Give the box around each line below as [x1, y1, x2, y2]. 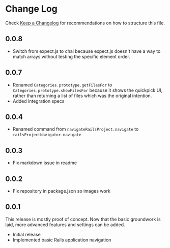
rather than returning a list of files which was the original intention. [12, 92, 152, 99]
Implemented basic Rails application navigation [12, 237, 111, 243]
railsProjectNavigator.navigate [12, 133, 81, 138]
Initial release [12, 231, 41, 237]
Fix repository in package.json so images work [12, 188, 111, 194]
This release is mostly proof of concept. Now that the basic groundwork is [5, 216, 161, 222]
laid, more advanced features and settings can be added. [5, 222, 125, 228]
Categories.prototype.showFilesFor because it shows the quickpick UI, [12, 87, 163, 93]
